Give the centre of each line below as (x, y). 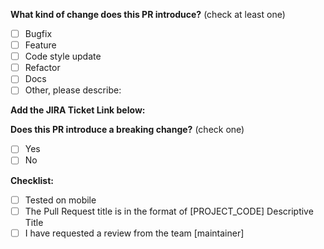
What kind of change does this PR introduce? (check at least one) (148, 14)
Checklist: (32, 180)
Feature (40, 45)
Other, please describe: (73, 90)
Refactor (42, 68)
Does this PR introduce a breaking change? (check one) (127, 130)
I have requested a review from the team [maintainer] (134, 233)
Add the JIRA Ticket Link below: (78, 110)
